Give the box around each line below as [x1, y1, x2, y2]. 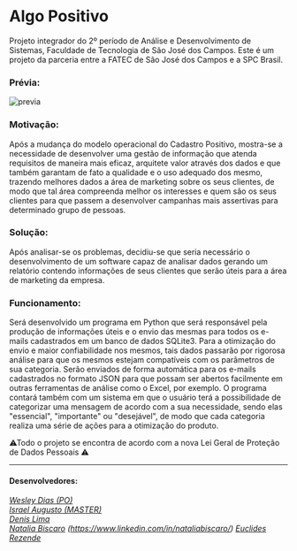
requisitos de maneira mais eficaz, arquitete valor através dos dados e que [9, 157, 281, 168]
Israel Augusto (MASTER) [9, 504, 103, 515]
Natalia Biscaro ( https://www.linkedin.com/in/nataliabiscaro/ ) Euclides [9, 524, 267, 534]
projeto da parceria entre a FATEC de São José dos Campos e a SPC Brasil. [9, 54, 284, 65]
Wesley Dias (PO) [9, 495, 73, 506]
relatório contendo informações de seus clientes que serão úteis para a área [9, 265, 287, 276]
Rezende [9, 532, 42, 543]
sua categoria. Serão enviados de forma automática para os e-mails [9, 364, 256, 375]
